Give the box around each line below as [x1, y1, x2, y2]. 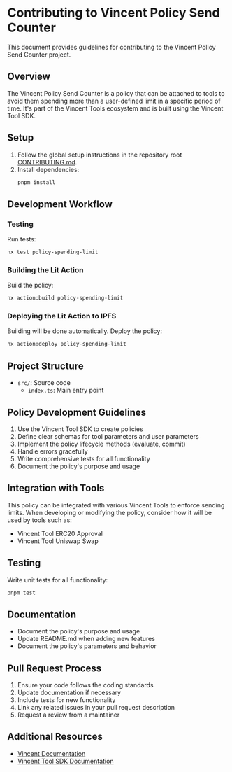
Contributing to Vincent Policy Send [7, 5, 220, 21]
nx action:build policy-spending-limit [7, 295, 124, 302]
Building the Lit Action [7, 265, 84, 274]
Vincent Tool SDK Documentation [17, 757, 114, 765]
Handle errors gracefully [17, 447, 89, 456]
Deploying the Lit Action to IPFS [7, 311, 117, 321]
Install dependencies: [17, 165, 80, 174]
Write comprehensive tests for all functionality [17, 454, 150, 463]
